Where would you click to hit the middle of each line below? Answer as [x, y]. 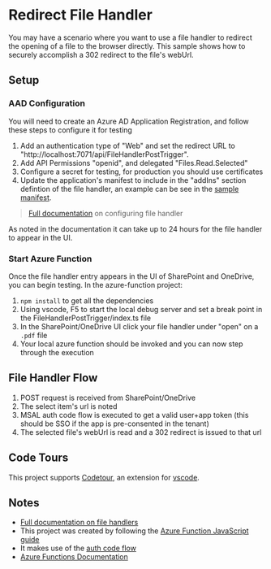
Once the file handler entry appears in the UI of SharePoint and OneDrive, [131, 276]
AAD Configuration [47, 103]
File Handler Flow [53, 378]
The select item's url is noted [69, 406]
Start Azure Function [50, 258]
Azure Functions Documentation [74, 557]
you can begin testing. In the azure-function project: [96, 284]
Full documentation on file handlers [79, 523]
